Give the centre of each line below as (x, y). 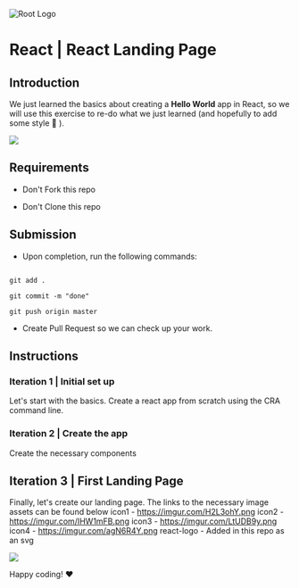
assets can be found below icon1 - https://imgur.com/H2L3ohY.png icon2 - (146, 512)
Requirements (49, 168)
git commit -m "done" (50, 296)
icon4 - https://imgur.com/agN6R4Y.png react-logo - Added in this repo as (147, 531)
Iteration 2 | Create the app (69, 434)
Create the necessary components (73, 453)
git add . (28, 280)
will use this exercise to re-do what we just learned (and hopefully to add (143, 113)
